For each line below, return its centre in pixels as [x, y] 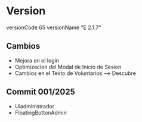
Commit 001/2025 [41, 92]
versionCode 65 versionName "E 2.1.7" [54, 27]
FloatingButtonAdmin [41, 112]
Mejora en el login [37, 60]
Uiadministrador [35, 106]
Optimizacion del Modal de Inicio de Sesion [68, 67]
